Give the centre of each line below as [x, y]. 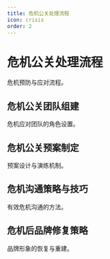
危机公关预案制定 [43, 148]
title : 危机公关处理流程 [38, 13]
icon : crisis [26, 20]
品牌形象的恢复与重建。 [40, 248]
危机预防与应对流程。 [37, 82]
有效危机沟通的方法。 [37, 207]
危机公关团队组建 [43, 106]
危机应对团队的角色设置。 [43, 124]
